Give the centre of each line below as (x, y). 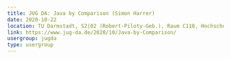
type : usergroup (30, 45)
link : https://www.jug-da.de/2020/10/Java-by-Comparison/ (92, 32)
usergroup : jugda (32, 39)
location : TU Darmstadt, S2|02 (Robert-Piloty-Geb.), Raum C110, (102, 26)
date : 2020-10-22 (32, 20)
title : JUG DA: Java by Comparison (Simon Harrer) (81, 13)
